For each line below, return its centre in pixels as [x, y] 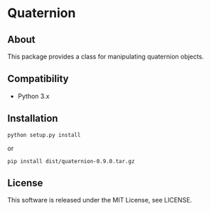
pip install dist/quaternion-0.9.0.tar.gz [71, 161]
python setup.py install [44, 135]
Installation [33, 119]
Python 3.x [33, 96]
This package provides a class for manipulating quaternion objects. [106, 56]
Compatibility [38, 79]
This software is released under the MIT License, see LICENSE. [100, 200]
